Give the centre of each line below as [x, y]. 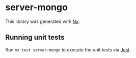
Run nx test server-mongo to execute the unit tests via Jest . [68, 49]
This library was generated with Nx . [43, 21]
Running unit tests [35, 37]
